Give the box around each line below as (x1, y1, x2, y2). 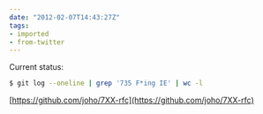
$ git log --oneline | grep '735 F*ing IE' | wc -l (9, 79, 203, 88)
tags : (9, 21, 29, 30)
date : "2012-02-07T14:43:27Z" (9, 12, 121, 22)
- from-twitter (9, 37, 65, 47)
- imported (9, 29, 49, 38)
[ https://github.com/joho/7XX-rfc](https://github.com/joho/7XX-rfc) (9, 95, 254, 106)
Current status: (9, 62, 64, 72)
